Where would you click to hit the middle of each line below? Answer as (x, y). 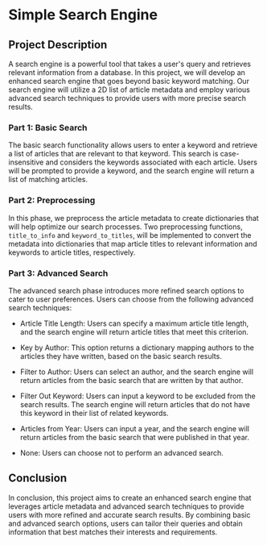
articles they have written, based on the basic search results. (121, 356)
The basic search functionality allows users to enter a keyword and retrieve (133, 145)
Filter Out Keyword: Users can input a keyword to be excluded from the (138, 396)
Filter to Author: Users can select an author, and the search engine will (137, 372)
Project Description (58, 45)
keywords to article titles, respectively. (72, 252)
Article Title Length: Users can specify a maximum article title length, (134, 323)
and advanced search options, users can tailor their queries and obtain (125, 523)
